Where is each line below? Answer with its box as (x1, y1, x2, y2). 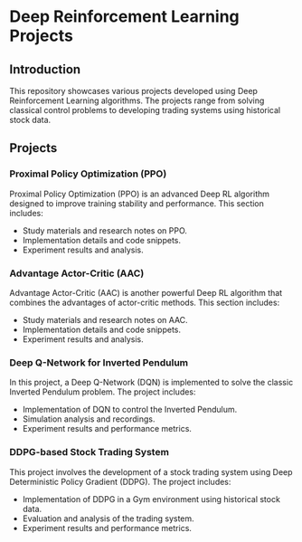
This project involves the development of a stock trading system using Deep (9, 466, 293, 477)
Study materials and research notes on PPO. (22, 224, 188, 236)
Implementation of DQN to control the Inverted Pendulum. (22, 404, 238, 415)
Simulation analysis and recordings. (22, 414, 156, 424)
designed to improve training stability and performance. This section (9, 197, 265, 209)
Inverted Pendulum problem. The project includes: (9, 386, 196, 397)
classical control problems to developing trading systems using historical (9, 105, 281, 115)
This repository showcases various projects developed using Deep (9, 86, 258, 96)
